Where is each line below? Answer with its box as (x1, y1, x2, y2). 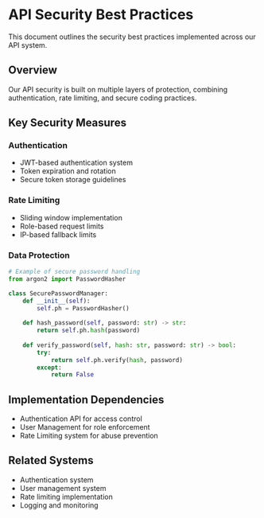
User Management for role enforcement (19, 423, 150, 432)
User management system (19, 483, 107, 493)
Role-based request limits (19, 221, 105, 231)
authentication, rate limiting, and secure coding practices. (8, 93, 197, 103)
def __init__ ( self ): (22, 297, 91, 305)
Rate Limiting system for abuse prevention (19, 431, 159, 441)
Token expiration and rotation (19, 166, 117, 176)
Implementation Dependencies (8, 392, 165, 407)
